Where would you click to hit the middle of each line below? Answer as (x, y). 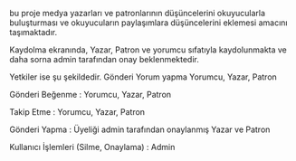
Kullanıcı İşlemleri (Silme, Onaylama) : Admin (92, 147)
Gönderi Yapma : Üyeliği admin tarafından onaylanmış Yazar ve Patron (140, 129)
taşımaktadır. (33, 32)
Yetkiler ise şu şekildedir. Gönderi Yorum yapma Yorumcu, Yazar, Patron (143, 77)
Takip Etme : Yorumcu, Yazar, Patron (77, 112)
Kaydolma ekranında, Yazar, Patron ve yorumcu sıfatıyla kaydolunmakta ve (148, 50)
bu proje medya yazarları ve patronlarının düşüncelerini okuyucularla (137, 13)
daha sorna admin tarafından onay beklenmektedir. (104, 59)
